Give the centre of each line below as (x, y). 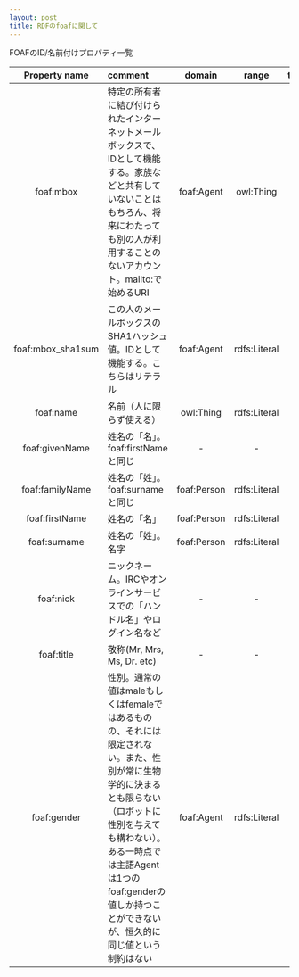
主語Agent (138, 865)
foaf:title (56, 654)
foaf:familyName (57, 489)
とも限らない (134, 798)
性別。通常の (134, 677)
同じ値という (134, 945)
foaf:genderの (137, 891)
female (139, 704)
